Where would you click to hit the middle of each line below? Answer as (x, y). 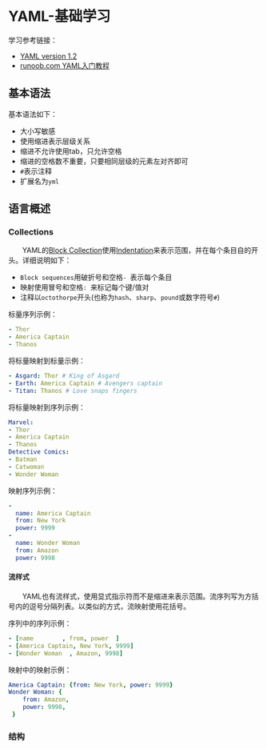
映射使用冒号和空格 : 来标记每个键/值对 (84, 287)
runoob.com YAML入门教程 (65, 66)
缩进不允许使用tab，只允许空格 (71, 151)
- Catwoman (26, 467)
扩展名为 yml (40, 181)
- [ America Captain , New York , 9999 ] (71, 646)
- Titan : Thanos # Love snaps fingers (73, 391)
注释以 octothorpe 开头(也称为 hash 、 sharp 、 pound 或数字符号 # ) (120, 298)
